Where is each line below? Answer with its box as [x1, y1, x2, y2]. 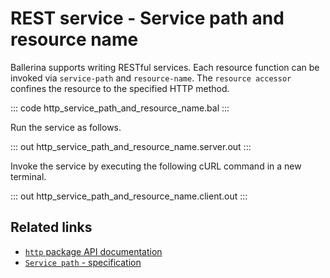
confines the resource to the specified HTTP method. [10, 82, 230, 94]
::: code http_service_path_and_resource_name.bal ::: [10, 102, 230, 114]
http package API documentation [24, 245, 163, 257]
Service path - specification [24, 256, 142, 268]
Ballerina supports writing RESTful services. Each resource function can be [10, 61, 320, 73]
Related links [10, 219, 93, 236]
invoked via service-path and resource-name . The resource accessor [10, 72, 292, 84]
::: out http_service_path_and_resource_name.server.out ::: [10, 140, 252, 152]
